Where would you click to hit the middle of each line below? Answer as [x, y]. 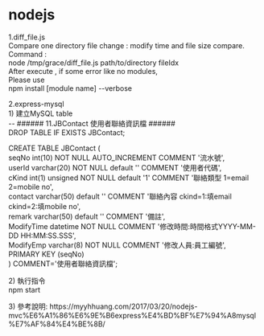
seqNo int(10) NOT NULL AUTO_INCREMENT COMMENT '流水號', [117, 158]
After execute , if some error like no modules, [83, 71]
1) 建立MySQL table [41, 113]
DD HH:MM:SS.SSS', [42, 236]
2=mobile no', [31, 186]
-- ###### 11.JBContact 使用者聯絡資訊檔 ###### [92, 123]
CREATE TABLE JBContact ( [54, 148]
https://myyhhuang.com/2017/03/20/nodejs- [124, 306]
